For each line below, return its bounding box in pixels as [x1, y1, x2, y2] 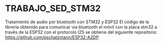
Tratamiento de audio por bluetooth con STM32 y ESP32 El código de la [5, 19, 149, 25]
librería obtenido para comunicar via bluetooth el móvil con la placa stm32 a [5, 24, 157, 30]
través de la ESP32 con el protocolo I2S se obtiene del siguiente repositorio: [5, 29, 158, 35]
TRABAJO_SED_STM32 [5, 3, 101, 14]
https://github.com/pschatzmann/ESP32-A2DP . [5, 34, 100, 40]
